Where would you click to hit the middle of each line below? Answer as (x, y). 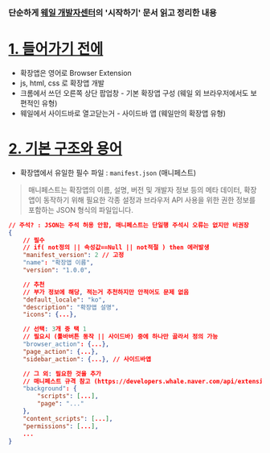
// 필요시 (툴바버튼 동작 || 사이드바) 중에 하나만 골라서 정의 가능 (121, 337)
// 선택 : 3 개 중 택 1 (55, 329)
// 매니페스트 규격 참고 (57, 381)
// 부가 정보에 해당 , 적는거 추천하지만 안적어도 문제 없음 (106, 292)
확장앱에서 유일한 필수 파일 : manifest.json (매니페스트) (108, 172)
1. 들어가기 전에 (56, 49)
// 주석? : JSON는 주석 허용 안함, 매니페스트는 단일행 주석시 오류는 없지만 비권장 (129, 225)
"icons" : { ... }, (50, 315)
